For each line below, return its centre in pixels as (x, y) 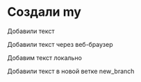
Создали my (44, 12)
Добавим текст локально (44, 58)
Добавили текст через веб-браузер (60, 44)
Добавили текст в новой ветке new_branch (71, 71)
